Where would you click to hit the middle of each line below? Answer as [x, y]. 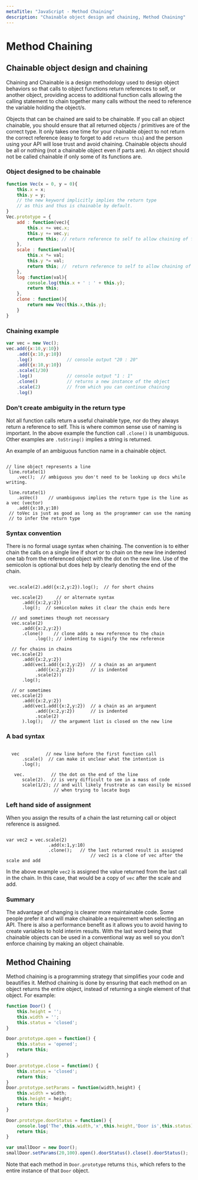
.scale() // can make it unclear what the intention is [93, 759]
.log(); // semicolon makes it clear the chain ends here [95, 608]
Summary [21, 899]
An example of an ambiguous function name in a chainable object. [86, 451]
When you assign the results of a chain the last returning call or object [91, 817]
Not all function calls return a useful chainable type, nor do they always [93, 421]
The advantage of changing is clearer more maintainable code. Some [90, 912]
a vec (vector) [25, 503]
